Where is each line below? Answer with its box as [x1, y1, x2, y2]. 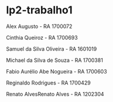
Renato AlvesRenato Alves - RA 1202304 [6, 90, 104, 97]
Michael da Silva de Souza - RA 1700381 [6, 57, 104, 64]
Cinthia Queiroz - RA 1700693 [6, 34, 78, 41]
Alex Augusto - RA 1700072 [6, 23, 73, 30]
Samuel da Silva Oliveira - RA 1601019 [6, 45, 97, 52]
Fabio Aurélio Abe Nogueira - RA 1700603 [6, 68, 107, 75]
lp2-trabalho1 [6, 3, 73, 17]
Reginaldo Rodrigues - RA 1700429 [6, 79, 91, 86]
